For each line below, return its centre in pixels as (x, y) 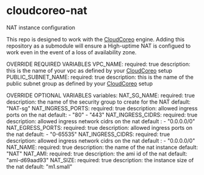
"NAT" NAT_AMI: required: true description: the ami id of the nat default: (97, 154)
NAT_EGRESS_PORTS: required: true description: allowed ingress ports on (100, 127)
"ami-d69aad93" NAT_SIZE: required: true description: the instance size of (100, 160)
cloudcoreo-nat (47, 11)
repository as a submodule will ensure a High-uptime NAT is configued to (99, 46)
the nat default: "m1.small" (39, 166)
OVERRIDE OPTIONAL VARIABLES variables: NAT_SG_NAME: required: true (101, 95)
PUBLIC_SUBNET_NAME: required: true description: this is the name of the (100, 77)
